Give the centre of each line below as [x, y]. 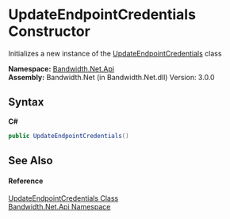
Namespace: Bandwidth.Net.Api [61, 68]
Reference [26, 181]
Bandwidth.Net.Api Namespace [59, 207]
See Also [31, 161]
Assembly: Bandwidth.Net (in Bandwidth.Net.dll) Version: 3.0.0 [112, 77]
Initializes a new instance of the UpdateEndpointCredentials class [115, 53]
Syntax [26, 102]
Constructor [50, 31]
